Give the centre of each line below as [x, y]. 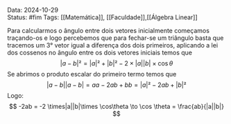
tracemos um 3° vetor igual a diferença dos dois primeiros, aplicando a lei [113, 45]
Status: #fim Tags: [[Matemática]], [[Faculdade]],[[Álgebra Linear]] [102, 17]
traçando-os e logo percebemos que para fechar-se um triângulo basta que [115, 38]
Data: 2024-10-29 [33, 10]
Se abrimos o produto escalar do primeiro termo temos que [92, 74]
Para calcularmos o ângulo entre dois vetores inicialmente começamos [109, 31]
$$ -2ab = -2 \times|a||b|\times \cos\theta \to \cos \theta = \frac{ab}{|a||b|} [117, 106]
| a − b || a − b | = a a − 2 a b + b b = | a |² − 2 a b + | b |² [117, 85]
